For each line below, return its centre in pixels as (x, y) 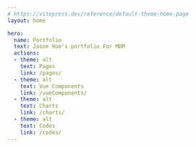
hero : (15, 33)
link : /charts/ (43, 113)
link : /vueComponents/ (54, 93)
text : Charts (39, 106)
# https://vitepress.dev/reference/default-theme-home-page (98, 14)
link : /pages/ (41, 73)
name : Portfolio (38, 40)
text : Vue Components (52, 86)
